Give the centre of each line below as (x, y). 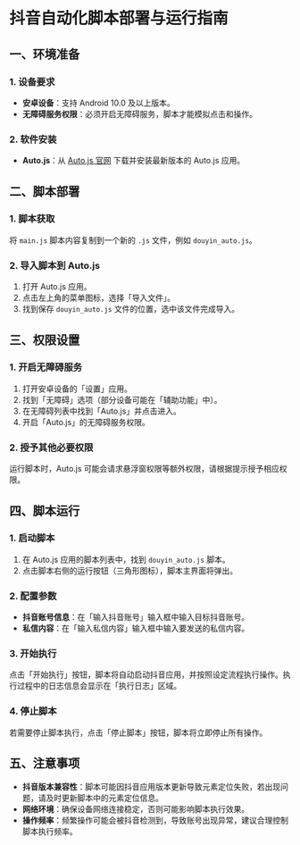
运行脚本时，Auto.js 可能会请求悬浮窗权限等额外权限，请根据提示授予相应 (144, 469)
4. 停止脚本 (33, 711)
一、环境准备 (45, 54)
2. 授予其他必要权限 (51, 448)
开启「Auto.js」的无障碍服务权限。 (86, 422)
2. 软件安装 (33, 139)
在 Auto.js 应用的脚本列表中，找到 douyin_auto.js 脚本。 (126, 559)
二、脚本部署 (45, 192)
